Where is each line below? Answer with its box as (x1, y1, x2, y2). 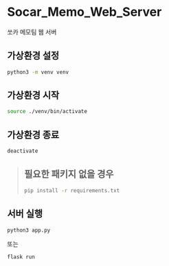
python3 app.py (7, 227, 51, 234)
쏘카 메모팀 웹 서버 (7, 28, 57, 36)
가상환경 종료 (7, 129, 60, 141)
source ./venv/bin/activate (7, 108, 88, 115)
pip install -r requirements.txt (23, 187, 120, 194)
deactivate (7, 147, 38, 155)
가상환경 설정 (7, 50, 60, 62)
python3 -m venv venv (7, 68, 69, 76)
